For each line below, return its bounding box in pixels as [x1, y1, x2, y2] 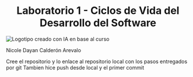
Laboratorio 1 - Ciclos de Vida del [16, 4, 180, 17]
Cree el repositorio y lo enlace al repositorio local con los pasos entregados [6, 58, 188, 65]
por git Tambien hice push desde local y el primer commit [6, 64, 145, 71]
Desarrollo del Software [40, 16, 156, 30]
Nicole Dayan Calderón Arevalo [6, 46, 82, 53]
